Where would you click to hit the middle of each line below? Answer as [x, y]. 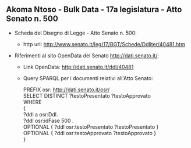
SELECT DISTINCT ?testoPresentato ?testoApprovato [87, 95]
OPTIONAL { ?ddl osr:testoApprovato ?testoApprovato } [90, 133]
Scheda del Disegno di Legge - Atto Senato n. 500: [75, 33]
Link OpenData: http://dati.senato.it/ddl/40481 [78, 67]
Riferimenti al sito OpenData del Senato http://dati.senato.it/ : [86, 56]
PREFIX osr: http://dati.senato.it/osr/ [66, 90]
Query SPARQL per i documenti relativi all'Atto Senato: [88, 78]
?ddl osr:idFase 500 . [48, 121]
